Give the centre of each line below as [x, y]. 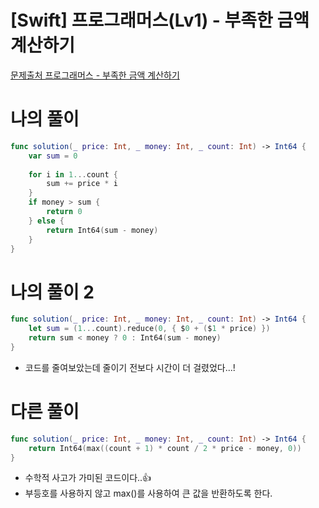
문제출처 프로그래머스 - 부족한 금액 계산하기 [95, 75]
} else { [46, 221]
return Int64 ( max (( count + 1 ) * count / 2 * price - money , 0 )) [165, 448]
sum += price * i [82, 184]
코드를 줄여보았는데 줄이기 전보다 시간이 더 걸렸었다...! [130, 367]
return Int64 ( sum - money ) [102, 230]
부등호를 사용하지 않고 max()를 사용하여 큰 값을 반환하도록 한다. [148, 493]
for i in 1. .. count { [73, 174]
